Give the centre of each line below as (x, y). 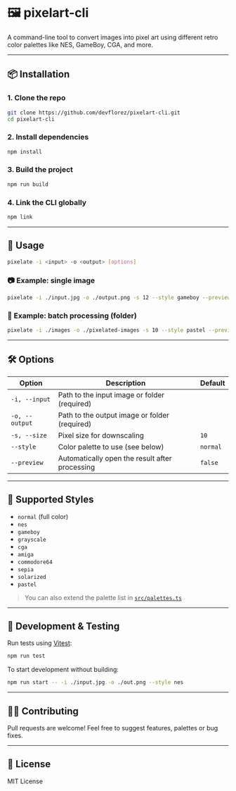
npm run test (26, 656)
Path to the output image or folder (114, 415)
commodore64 (35, 562)
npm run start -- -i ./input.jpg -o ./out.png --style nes (96, 683)
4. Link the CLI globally (47, 202)
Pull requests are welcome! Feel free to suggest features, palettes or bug (113, 728)
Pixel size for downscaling (101, 435)
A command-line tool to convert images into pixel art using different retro (113, 37)
